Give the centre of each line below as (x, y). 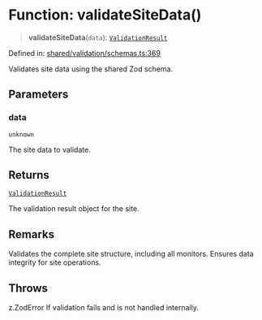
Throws (28, 288)
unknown (21, 134)
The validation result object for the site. (74, 209)
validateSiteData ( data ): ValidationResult (98, 37)
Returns (29, 175)
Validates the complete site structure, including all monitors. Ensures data (131, 254)
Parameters (39, 95)
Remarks (32, 234)
